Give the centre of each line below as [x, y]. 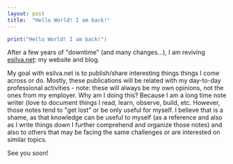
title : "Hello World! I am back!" [59, 20]
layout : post [26, 14]
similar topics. [27, 140]
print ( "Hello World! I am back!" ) [57, 39]
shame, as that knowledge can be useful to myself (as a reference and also [115, 117]
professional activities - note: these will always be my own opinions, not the [115, 88]
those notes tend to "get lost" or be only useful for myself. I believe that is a [115, 110]
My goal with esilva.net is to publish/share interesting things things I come [113, 73]
